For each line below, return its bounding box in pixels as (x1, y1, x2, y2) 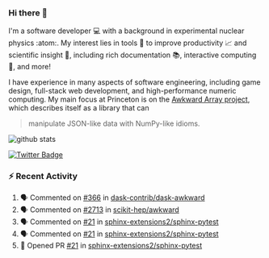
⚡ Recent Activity (8, 171, 78, 182)
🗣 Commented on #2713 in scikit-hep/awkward (19, 205, 179, 214)
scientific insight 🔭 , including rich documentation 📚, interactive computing (8, 50, 257, 60)
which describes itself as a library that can (8, 103, 149, 113)
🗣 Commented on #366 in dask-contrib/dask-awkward (19, 193, 205, 202)
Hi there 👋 (8, 7, 48, 19)
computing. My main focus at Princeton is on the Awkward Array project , (8, 94, 250, 104)
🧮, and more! (8, 62, 51, 72)
